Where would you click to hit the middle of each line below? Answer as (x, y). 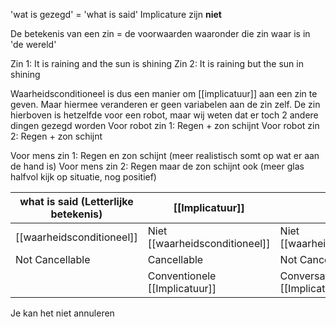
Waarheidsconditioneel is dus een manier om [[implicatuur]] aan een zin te (164, 93)
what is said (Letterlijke (76, 201)
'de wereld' (33, 44)
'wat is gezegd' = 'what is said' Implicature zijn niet (116, 14)
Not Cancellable (53, 259)
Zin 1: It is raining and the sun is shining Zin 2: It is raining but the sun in (157, 63)
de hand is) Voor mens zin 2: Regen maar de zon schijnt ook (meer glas (157, 166)
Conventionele (182, 276)
